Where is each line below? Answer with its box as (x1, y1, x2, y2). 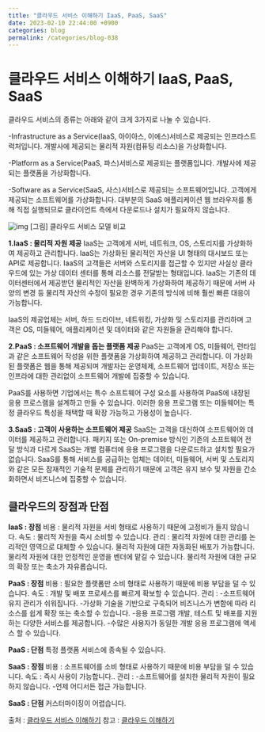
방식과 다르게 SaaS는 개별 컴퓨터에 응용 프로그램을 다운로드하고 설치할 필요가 (16, 444, 256, 454)
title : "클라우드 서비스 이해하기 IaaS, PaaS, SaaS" (8, 11, 168, 20)
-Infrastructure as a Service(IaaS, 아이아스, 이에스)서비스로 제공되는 (8, 132, 223, 141)
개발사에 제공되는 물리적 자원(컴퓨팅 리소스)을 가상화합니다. (44, 142, 227, 151)
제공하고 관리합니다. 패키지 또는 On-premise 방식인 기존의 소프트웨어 (28, 435, 244, 444)
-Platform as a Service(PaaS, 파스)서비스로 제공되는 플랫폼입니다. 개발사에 (8, 158, 243, 168)
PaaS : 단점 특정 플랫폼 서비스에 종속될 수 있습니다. (8, 645, 166, 654)
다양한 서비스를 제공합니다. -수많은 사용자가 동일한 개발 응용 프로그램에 (22, 619, 241, 627)
